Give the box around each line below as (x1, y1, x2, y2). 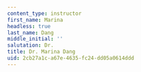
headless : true (7, 23, 51, 29)
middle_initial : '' (7, 36, 64, 43)
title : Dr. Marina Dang (7, 49, 76, 56)
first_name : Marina (7, 16, 64, 23)
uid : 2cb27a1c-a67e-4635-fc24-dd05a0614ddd (7, 55, 135, 62)
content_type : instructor (7, 10, 82, 17)
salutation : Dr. (7, 42, 54, 49)
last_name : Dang (7, 29, 54, 36)
